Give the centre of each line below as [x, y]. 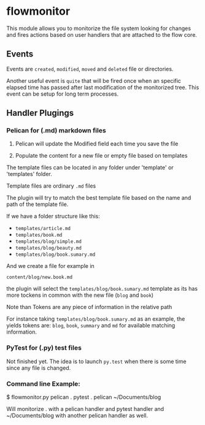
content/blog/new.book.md [39, 277]
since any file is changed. [39, 368]
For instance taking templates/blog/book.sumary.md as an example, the [96, 319]
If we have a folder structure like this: [53, 216]
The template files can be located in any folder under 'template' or [90, 167]
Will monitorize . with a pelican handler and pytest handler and [85, 409]
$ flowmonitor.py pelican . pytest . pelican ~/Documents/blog [84, 397]
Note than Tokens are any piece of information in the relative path [89, 307]
